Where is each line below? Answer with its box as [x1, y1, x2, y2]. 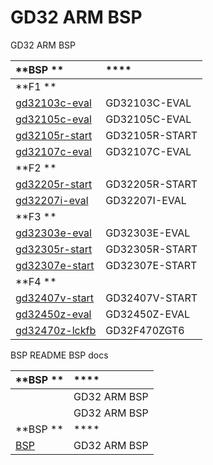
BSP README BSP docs [10, 349, 109, 361]
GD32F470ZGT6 [105, 323, 185, 337]
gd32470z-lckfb [15, 323, 97, 337]
